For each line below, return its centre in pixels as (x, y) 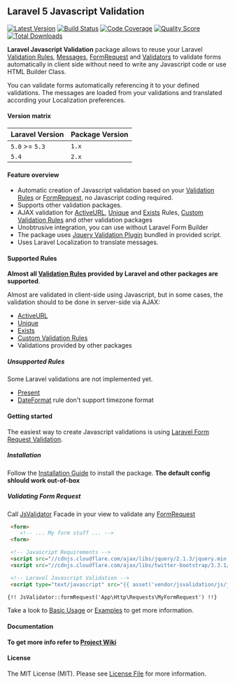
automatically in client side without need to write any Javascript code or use (117, 64)
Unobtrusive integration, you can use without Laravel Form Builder (113, 227)
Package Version (100, 134)
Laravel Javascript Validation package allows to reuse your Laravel (105, 49)
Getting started (30, 416)
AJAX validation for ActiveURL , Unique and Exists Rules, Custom (111, 213)
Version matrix (29, 116)
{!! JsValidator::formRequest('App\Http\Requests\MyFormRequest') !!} (112, 597)
